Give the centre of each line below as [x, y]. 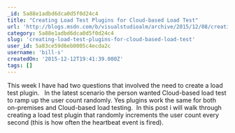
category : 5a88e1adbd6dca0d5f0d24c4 [60, 33]
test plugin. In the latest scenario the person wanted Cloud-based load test [117, 93]
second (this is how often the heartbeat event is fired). [86, 122]
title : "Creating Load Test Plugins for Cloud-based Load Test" [103, 20]
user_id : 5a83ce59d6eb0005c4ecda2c [59, 46]
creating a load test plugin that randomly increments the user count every [113, 115]
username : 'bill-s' [36, 53]
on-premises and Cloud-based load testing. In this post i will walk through [115, 107]
